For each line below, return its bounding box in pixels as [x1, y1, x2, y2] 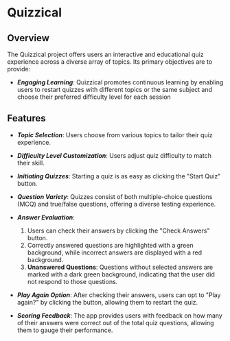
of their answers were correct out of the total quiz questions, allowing [16, 318, 214, 327]
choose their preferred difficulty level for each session [16, 93, 172, 101]
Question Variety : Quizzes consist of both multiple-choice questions [16, 192, 213, 200]
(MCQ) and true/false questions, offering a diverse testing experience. [16, 200, 216, 208]
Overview [7, 32, 50, 44]
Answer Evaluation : [16, 213, 75, 221]
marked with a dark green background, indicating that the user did [27, 270, 215, 279]
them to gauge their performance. [16, 326, 113, 334]
